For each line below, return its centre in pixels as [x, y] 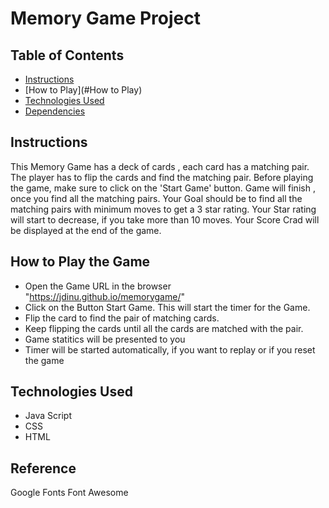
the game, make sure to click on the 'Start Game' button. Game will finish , [163, 188]
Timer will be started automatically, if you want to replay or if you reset [170, 349]
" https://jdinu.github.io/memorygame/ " [104, 296]
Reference [43, 468]
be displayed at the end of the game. [86, 230]
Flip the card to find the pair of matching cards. [122, 318]
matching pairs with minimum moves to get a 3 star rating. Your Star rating [163, 209]
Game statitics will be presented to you [105, 339]
